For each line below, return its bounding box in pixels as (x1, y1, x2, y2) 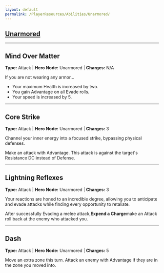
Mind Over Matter (5, 52, 60, 60)
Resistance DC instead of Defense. (5, 155, 76, 161)
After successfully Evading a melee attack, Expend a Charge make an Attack (5, 211, 157, 216)
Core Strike (5, 113, 40, 121)
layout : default (5, 7, 38, 12)
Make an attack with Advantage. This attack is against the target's (5, 150, 138, 156)
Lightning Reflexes (5, 174, 63, 182)
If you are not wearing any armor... (5, 74, 75, 80)
